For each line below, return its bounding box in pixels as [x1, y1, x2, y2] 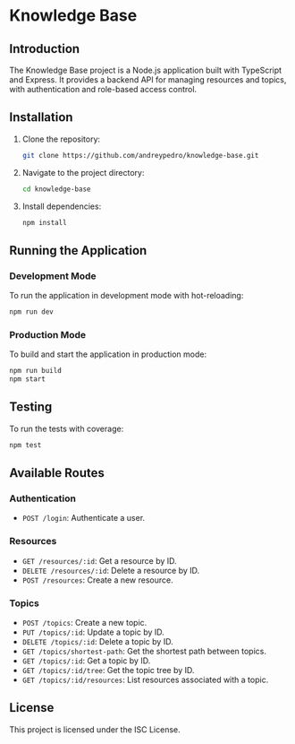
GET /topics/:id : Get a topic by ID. [21, 655, 151, 666]
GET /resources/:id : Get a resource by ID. [21, 555, 177, 566]
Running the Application [9, 243, 147, 258]
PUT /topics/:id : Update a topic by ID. [21, 627, 165, 637]
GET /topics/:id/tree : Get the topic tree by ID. [21, 665, 195, 676]
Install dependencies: [21, 201, 102, 212]
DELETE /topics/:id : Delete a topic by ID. [21, 636, 173, 647]
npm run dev [9, 307, 54, 316]
